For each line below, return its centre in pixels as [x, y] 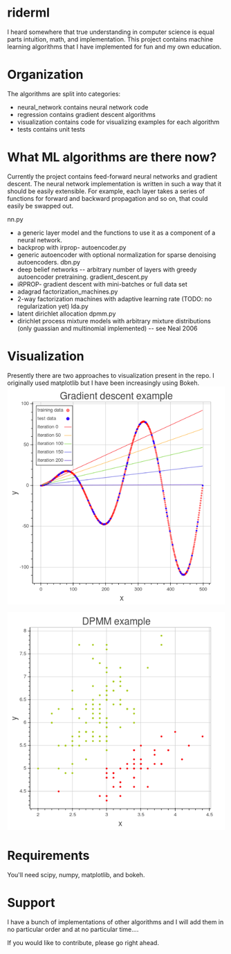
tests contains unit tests [51, 129]
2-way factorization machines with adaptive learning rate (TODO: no [114, 298]
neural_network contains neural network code [83, 107]
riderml [29, 13]
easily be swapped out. [40, 206]
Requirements [48, 855]
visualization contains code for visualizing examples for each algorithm [118, 122]
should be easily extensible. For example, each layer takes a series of [106, 191]
